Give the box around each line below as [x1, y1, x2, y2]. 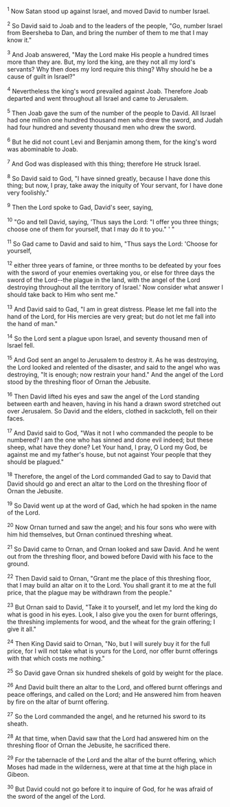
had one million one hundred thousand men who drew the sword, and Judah [7, 116, 223, 125]
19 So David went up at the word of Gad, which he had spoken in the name [7, 500, 218, 510]
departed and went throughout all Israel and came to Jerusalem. [7, 94, 189, 103]
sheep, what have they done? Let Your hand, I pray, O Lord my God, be [7, 443, 208, 451]
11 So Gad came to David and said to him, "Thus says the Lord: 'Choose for [7, 238, 218, 248]
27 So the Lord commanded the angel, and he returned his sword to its [7, 711, 206, 720]
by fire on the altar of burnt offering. [7, 698, 109, 706]
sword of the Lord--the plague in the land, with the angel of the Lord [7, 275, 200, 284]
